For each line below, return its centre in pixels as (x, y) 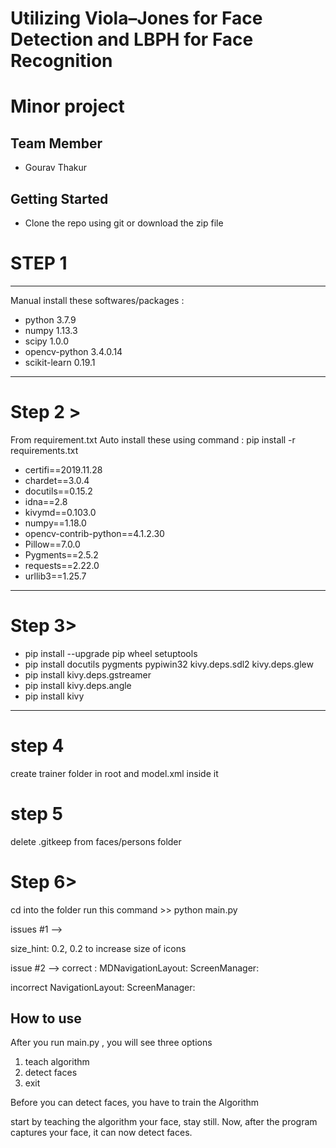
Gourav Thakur (56, 168)
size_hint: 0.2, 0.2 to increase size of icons (98, 948)
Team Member (56, 143)
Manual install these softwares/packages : (97, 300)
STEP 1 (39, 263)
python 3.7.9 (50, 319)
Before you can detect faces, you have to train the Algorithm (135, 1103)
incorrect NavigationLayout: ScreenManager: (103, 987)
